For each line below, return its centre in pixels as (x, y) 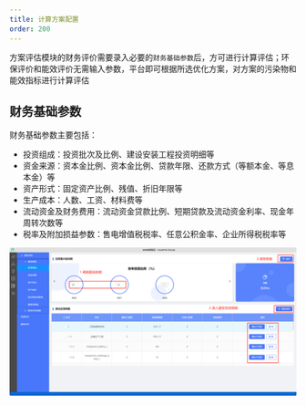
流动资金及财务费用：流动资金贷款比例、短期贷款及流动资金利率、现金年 (158, 212)
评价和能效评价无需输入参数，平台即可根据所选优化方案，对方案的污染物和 (157, 68)
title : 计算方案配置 (44, 19)
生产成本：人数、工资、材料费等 (82, 200)
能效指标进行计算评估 (49, 80)
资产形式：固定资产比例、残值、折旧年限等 (102, 189)
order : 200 (30, 29)
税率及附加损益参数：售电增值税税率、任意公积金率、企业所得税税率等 (154, 234)
